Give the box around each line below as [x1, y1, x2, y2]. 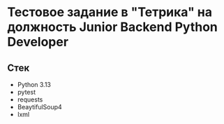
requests [17, 95, 43, 104]
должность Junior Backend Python [7, 19, 218, 35]
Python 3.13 [17, 81, 51, 88]
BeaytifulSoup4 [17, 103, 63, 111]
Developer [7, 34, 68, 50]
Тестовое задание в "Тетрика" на [7, 4, 213, 20]
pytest [17, 88, 36, 96]
